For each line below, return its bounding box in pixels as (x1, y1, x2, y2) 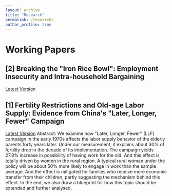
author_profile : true (5, 22, 52, 27)
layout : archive (5, 7, 40, 13)
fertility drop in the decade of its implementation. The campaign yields (5, 147, 154, 153)
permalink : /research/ (5, 17, 54, 22)
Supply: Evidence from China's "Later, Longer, (5, 109, 157, 117)
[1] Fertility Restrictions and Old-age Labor (5, 101, 144, 109)
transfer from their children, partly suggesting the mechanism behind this (5, 174, 160, 180)
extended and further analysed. (5, 185, 72, 191)
